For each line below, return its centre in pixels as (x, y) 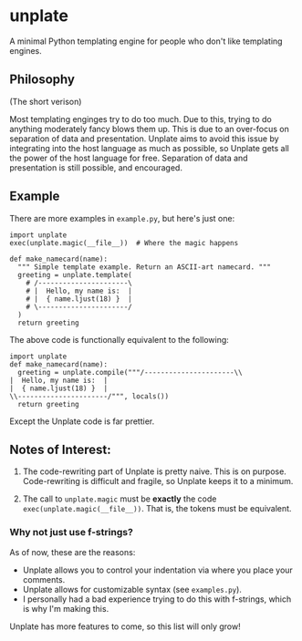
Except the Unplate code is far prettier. (82, 421)
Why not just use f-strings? (72, 532)
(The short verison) (46, 101)
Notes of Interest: (60, 449)
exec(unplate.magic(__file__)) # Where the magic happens (124, 243)
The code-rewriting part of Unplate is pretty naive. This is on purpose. (155, 471)
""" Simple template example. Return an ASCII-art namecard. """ (145, 267)
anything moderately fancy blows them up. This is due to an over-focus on (150, 129)
